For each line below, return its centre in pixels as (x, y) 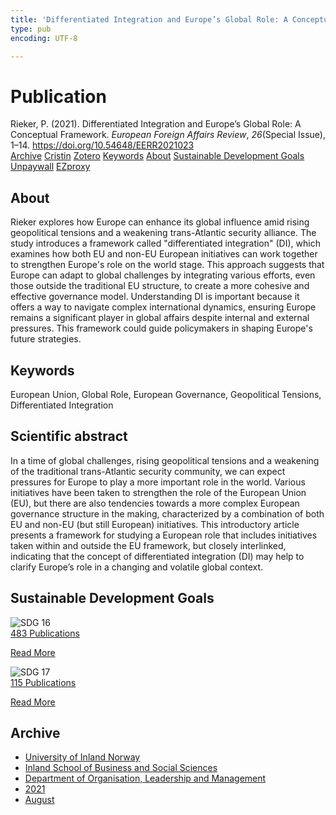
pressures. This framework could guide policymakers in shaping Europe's (161, 328)
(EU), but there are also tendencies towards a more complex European (155, 503)
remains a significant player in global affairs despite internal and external (160, 318)
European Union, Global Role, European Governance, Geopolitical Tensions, (166, 394)
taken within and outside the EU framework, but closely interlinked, (148, 545)
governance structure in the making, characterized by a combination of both (167, 513)
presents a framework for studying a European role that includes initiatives (164, 535)
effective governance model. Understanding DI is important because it (155, 297)
